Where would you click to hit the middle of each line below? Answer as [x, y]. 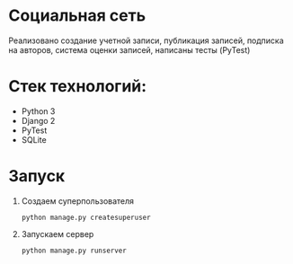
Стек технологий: [78, 87]
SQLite [34, 139]
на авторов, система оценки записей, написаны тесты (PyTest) [129, 49]
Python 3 [38, 111]
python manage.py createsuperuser [86, 217]
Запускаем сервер [58, 233]
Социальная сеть [77, 16]
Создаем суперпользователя [78, 201]
